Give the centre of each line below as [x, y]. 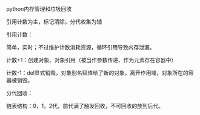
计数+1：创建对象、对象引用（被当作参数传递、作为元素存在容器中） [92, 60]
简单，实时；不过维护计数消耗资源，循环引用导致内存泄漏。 [81, 47]
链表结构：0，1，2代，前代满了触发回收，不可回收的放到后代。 [85, 106]
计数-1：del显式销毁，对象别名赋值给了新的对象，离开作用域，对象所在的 [98, 73]
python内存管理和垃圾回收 [39, 9]
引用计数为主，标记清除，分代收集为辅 [54, 22]
